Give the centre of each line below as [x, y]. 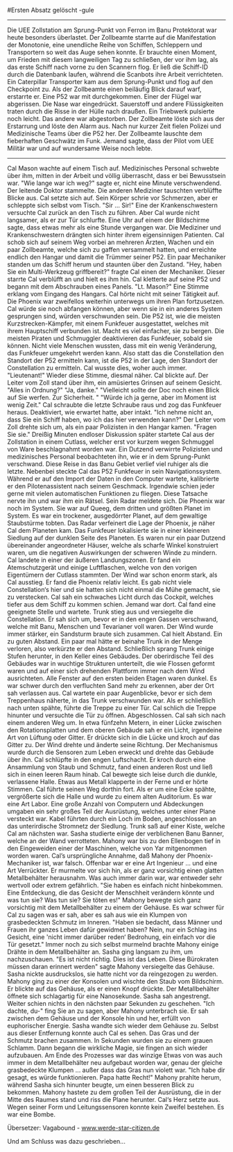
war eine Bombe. [32, 1114]
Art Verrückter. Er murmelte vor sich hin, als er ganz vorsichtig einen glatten [115, 870]
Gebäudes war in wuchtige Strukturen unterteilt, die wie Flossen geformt [111, 663]
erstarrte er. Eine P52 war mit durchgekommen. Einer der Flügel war [104, 96]
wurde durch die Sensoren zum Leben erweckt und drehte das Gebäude [111, 752]
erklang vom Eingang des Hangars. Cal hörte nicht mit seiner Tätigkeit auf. [113, 294]
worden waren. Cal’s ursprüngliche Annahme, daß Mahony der [96, 856]
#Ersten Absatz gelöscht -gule [51, 10]
